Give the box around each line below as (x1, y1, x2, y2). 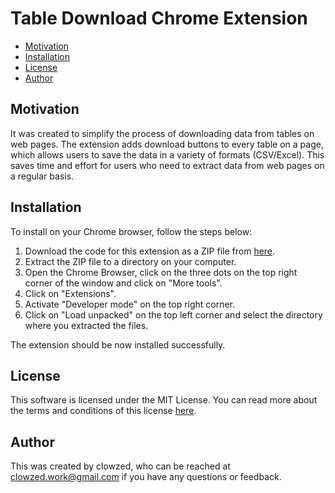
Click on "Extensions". (24, 287, 117, 299)
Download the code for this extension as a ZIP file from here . (24, 245, 276, 257)
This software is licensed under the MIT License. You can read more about (10, 394, 318, 406)
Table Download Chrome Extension (10, 7, 308, 30)
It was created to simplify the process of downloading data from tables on (10, 127, 315, 139)
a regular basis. (10, 170, 75, 182)
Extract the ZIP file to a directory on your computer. (24, 255, 237, 267)
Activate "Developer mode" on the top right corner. (24, 298, 236, 310)
